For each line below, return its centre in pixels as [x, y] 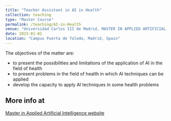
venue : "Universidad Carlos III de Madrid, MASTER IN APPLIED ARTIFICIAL [86, 29]
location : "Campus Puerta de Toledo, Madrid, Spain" [63, 39]
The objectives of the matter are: [40, 53]
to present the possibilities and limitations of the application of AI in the [88, 63]
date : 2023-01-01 [24, 34]
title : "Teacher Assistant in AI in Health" [54, 10]
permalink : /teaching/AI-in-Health [43, 24]
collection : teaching [28, 15]
